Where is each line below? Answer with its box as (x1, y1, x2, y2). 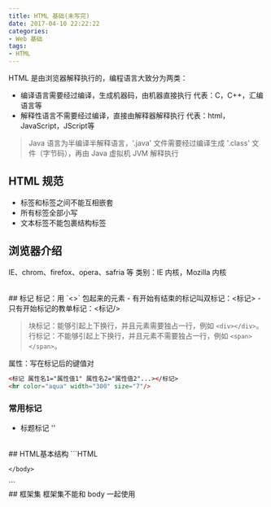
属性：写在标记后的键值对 (8, 358, 94, 368)
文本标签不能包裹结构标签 (20, 217, 107, 228)
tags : (8, 42, 27, 50)
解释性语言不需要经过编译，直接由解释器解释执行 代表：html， (20, 111, 230, 120)
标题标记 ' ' (20, 422, 56, 432)
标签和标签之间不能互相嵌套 (20, 197, 114, 208)
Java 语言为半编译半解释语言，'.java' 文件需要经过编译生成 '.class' (28, 138, 251, 147)
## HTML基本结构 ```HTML (8, 448, 98, 458)
